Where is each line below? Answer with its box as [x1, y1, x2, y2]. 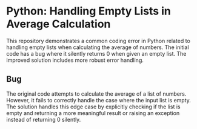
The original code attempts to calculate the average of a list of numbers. [6, 90, 187, 98]
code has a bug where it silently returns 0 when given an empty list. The [6, 50, 187, 57]
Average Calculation [6, 17, 111, 31]
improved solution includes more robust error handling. [6, 56, 144, 64]
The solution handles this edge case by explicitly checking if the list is [6, 103, 181, 110]
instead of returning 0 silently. [6, 116, 81, 123]
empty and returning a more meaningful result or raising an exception [6, 109, 180, 116]
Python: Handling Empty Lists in [6, 4, 172, 18]
